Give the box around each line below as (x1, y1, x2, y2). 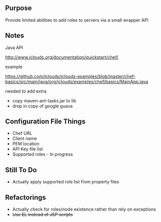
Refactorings (5, 193, 46, 202)
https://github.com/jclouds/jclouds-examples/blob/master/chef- (5, 73, 136, 79)
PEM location (12, 141, 40, 147)
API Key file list (12, 146, 43, 152)
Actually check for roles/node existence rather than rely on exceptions (12, 206, 156, 212)
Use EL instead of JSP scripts (12, 212, 73, 218)
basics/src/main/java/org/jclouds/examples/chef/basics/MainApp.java (5, 79, 149, 85)
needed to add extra (5, 88, 47, 94)
